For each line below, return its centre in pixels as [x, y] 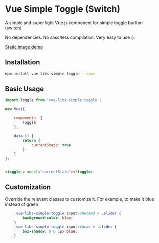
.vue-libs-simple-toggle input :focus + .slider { [66, 227]
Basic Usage [24, 89]
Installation [23, 62]
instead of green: [22, 204]
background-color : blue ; [48, 218]
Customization [28, 187]
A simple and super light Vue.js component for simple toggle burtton [74, 23]
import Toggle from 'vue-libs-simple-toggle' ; [53, 100]
